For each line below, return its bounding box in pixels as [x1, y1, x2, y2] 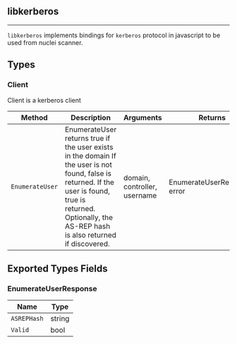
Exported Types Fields [7, 262, 108, 274]
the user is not [64, 160, 113, 170]
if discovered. [64, 238, 111, 248]
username [123, 190, 157, 200]
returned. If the [64, 177, 115, 187]
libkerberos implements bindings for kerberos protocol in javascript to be [7, 31, 221, 39]
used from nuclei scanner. [7, 38, 83, 46]
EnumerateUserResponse [7, 284, 97, 293]
